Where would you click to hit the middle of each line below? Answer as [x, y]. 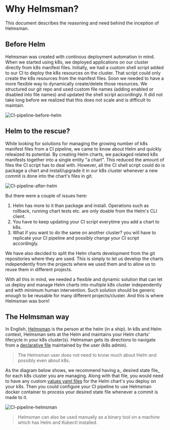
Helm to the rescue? [38, 131]
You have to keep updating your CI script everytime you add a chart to [86, 221]
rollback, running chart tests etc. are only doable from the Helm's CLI [85, 211]
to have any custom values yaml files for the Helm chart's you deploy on [81, 381]
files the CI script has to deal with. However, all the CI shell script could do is [85, 165]
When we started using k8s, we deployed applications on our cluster [77, 62]
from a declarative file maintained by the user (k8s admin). [66, 345]
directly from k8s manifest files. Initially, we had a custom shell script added [84, 67]
